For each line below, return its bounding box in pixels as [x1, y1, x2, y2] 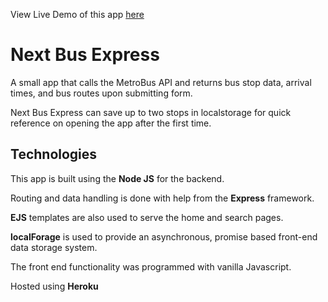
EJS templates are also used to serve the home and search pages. [10, 211, 284, 223]
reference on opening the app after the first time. [10, 117, 212, 129]
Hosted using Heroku [10, 280, 99, 292]
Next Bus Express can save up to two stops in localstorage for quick [10, 106, 292, 118]
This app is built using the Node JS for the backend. [10, 172, 225, 184]
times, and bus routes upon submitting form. [10, 87, 193, 99]
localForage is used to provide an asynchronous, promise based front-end [10, 230, 318, 243]
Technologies [10, 146, 98, 163]
